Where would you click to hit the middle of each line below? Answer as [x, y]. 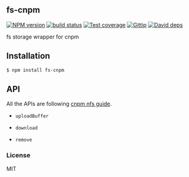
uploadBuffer [32, 116]
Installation [28, 56]
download [26, 128]
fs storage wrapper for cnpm [43, 37]
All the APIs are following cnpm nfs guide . [59, 104]
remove [24, 140]
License [18, 156]
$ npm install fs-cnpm [35, 70]
